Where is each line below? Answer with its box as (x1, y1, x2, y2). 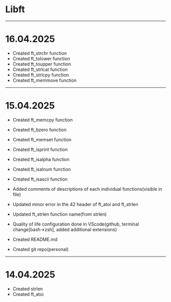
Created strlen (12, 286, 43, 292)
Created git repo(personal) (12, 246, 69, 252)
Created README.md (12, 236, 58, 242)
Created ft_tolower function (12, 55, 70, 62)
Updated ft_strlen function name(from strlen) (12, 211, 107, 217)
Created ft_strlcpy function (12, 71, 69, 78)
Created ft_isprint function (12, 146, 68, 153)
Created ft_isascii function (12, 176, 68, 182)
